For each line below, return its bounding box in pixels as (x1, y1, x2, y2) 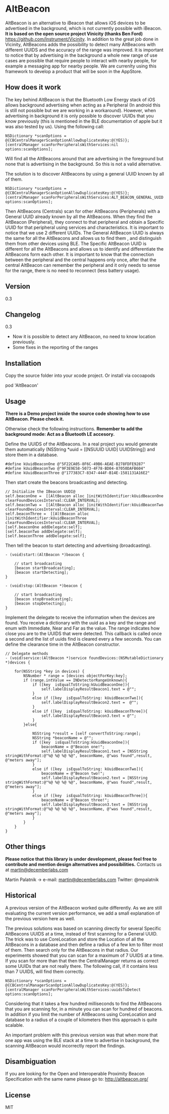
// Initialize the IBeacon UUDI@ (5, 489, 76, 494)
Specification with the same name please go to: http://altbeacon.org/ (5, 1076, 148, 1082)
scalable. (5, 1022, 24, 1028)
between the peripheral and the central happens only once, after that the (5, 257, 156, 263)
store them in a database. (5, 452, 59, 458)
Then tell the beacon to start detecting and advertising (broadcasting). (5, 542, 152, 548)
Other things (5, 843, 46, 851)
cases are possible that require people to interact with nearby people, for (5, 57, 157, 63)
